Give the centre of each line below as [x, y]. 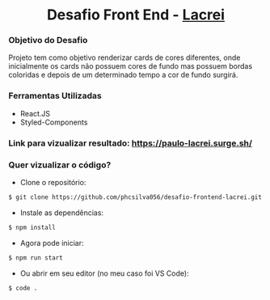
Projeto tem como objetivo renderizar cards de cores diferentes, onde [124, 57]
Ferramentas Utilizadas [55, 96]
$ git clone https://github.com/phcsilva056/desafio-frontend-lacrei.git [135, 197]
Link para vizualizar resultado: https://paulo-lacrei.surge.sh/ [131, 143]
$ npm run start [36, 258]
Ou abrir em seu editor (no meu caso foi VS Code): [104, 273]
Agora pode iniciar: [52, 243]
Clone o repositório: [53, 182]
